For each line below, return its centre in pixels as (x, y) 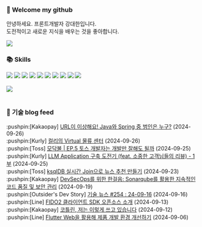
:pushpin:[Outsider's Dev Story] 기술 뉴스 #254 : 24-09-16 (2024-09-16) (97, 194)
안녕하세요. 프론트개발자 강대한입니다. (51, 24)
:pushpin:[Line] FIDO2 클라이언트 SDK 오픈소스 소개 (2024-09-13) (88, 202)
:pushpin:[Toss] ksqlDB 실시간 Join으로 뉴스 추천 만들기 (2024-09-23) (93, 171)
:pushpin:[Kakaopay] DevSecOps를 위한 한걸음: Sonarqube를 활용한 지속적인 (101, 179)
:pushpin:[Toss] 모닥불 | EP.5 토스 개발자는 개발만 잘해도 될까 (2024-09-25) (99, 148)
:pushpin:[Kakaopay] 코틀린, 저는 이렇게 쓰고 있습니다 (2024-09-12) (90, 209)
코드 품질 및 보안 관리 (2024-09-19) (50, 187)
